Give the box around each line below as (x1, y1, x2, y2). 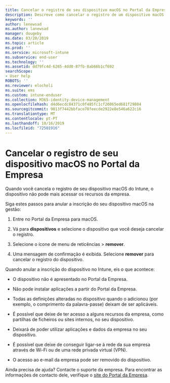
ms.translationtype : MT (5, 111, 56, 117)
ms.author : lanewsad (5, 26, 49, 31)
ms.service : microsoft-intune (5, 50, 69, 55)
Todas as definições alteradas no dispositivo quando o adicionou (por (12, 296, 158, 302)
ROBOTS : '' (5, 78, 28, 83)
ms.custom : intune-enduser (5, 92, 62, 98)
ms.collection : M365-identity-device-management (5, 97, 110, 102)
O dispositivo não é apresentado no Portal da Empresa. (12, 276, 128, 282)
